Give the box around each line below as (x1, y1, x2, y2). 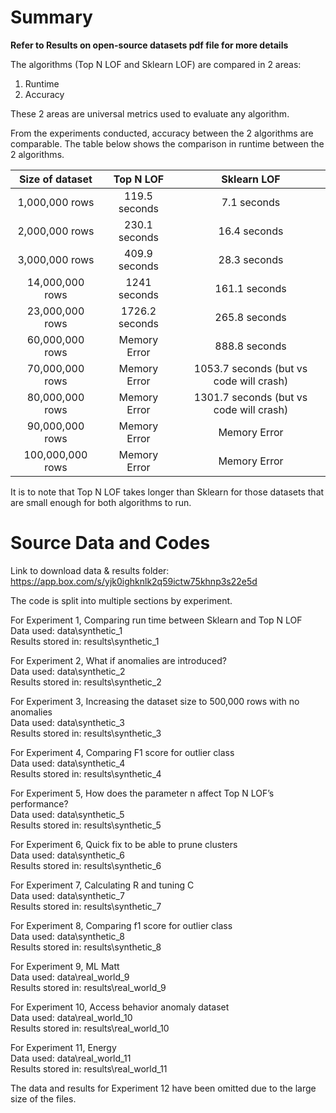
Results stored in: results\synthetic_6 (10, 859, 162, 871)
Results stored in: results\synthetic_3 (10, 727, 162, 739)
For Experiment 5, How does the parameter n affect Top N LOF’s (10, 787, 275, 799)
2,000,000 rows (17, 224, 95, 238)
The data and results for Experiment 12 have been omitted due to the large (10, 1082, 317, 1094)
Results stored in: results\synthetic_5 (10, 819, 162, 831)
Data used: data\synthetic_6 (10, 849, 126, 861)
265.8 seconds (214, 310, 287, 324)
